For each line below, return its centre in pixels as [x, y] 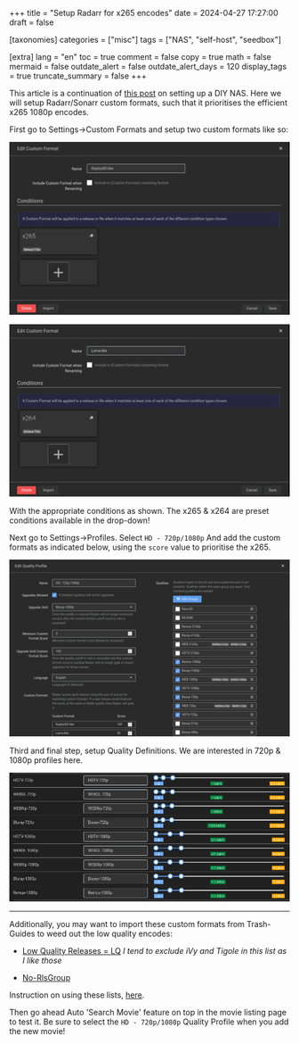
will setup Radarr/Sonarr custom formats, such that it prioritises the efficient [148, 103]
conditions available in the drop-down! [80, 520]
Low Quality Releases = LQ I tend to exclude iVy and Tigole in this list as [154, 950]
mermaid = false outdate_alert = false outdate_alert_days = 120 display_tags [148, 66]
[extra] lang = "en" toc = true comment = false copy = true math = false [140, 57]
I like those [42, 960]
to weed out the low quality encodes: [105, 933]
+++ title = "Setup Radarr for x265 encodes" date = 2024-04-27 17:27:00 [144, 13]
